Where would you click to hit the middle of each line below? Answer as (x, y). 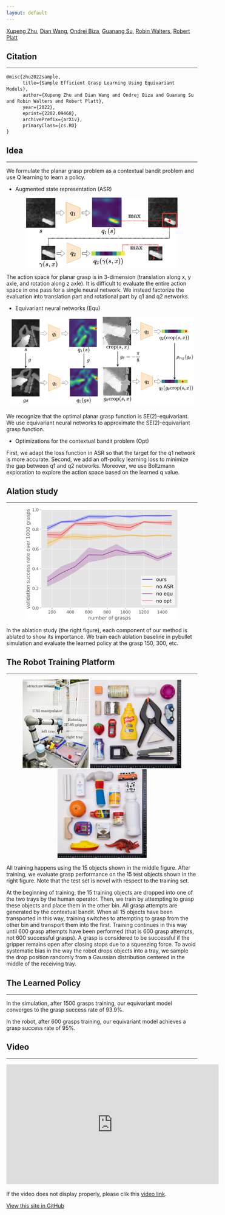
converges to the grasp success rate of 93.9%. (65, 1009)
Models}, (17, 89)
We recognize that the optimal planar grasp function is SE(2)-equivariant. (98, 416)
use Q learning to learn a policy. (46, 177)
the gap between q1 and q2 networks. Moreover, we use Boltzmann (91, 465)
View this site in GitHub (35, 1205)
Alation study (32, 491)
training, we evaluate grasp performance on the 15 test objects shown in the (101, 875)
